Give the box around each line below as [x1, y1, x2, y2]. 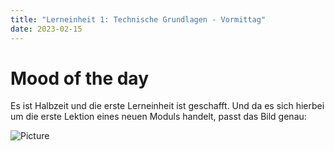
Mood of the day [10, 67, 150, 90]
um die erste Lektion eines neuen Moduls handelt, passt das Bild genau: [10, 111, 307, 123]
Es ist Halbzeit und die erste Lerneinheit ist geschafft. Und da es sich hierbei [10, 100, 325, 112]
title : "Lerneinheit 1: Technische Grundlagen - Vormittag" [10, 14, 267, 25]
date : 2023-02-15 [10, 24, 83, 34]
